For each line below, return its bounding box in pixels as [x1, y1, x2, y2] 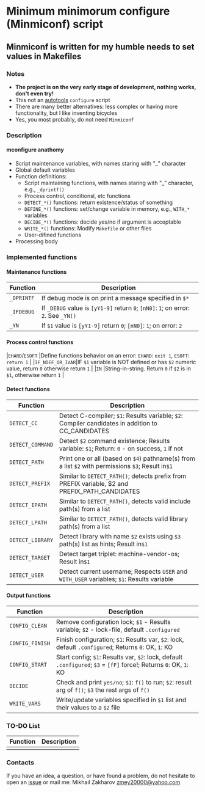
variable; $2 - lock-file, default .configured [56, 625, 180, 634]
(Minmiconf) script [6, 17, 104, 31]
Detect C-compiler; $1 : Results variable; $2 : [59, 411, 183, 420]
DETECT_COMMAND [9, 441, 54, 448]
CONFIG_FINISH [9, 640, 51, 647]
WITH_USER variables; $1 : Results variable [59, 574, 174, 583]
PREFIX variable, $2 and [59, 479, 129, 488]
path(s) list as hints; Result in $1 [59, 540, 148, 548]
